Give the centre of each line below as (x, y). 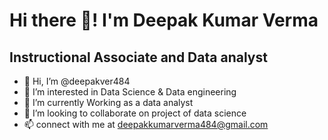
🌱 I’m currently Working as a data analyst (108, 102)
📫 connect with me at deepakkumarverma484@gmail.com (146, 124)
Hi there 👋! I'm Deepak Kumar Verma (164, 20)
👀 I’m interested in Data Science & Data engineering (130, 92)
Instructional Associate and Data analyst (138, 57)
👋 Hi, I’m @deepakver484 (77, 81)
